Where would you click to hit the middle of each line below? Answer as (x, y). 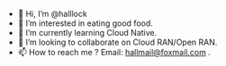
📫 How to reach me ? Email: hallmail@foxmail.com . (114, 52)
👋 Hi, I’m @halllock (52, 14)
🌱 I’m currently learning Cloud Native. (87, 33)
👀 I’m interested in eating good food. (85, 23)
